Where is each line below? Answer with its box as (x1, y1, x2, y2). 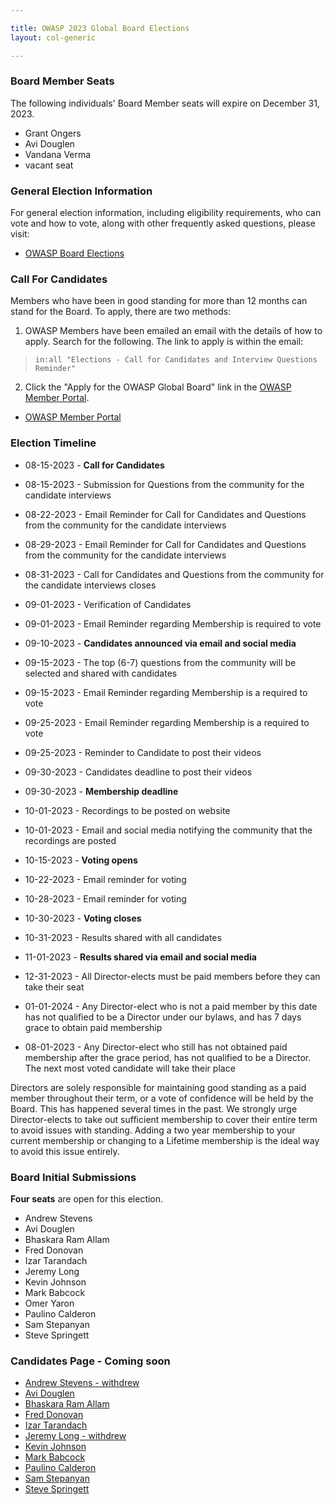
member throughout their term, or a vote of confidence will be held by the (10, 1092, 314, 1104)
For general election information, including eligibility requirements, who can (10, 207, 322, 219)
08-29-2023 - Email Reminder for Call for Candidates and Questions (24, 538, 307, 550)
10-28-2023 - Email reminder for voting (24, 892, 187, 905)
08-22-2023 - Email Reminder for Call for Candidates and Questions (24, 508, 307, 520)
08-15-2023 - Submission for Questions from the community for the (24, 478, 305, 490)
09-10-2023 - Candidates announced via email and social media (24, 637, 297, 649)
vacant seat (24, 159, 74, 171)
